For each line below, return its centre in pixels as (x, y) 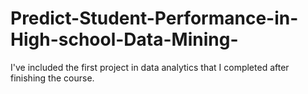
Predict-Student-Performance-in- (154, 18)
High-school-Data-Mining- (124, 39)
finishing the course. (52, 78)
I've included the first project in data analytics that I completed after (150, 67)
